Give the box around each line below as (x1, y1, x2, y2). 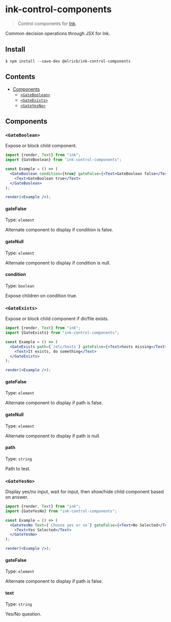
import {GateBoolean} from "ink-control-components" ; (5, 157, 122, 163)
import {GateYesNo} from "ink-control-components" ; (5, 508, 117, 513)
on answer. (5, 494, 28, 500)
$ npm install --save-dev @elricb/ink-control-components (5, 59, 131, 64)
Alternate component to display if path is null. (5, 432, 101, 439)
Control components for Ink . (17, 20, 77, 27)
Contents (5, 72, 36, 81)
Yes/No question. (5, 611, 42, 617)
